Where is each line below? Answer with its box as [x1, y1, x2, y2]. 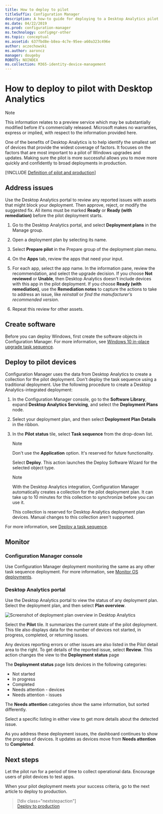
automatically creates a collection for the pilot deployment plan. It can [12, 489, 153, 495]
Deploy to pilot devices [5, 358, 77, 366]
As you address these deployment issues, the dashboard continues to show [5, 731, 158, 737]
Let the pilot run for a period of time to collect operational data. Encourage [5, 769, 155, 775]
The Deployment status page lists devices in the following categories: [5, 661, 147, 668]
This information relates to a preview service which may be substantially [5, 119, 151, 125]
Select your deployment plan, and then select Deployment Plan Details [12, 416, 156, 422]
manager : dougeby [5, 53, 41, 58]
